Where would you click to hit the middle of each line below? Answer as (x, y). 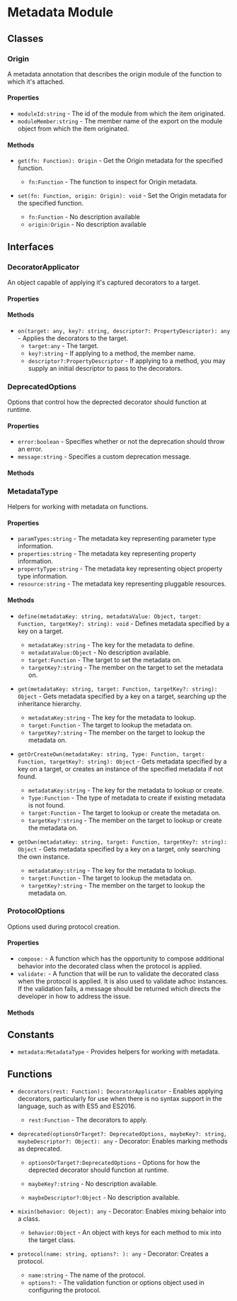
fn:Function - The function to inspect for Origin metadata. (113, 182)
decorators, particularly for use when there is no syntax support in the (120, 1099)
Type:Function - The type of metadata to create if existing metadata (127, 798)
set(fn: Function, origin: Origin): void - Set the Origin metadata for (122, 196)
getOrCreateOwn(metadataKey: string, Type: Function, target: (111, 754)
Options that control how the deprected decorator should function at (107, 402)
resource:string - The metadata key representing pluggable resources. (122, 584)
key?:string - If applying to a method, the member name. (112, 353)
